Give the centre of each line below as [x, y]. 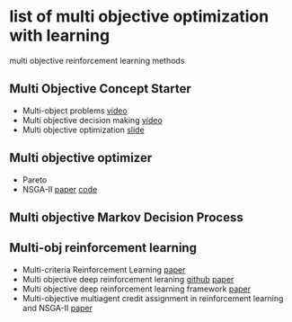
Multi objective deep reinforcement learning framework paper [137, 289]
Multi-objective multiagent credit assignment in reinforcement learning [153, 298]
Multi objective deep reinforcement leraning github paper [128, 279]
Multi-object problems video [75, 111]
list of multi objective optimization [139, 17]
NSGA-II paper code [60, 189]
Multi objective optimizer [81, 158]
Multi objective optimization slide [84, 130]
